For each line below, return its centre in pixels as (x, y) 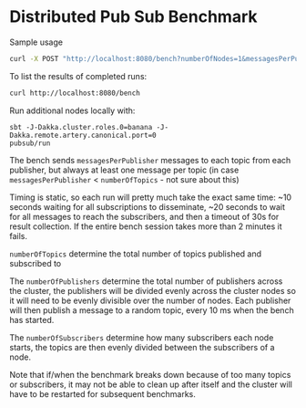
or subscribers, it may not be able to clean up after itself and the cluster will (151, 384)
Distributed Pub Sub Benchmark (133, 17)
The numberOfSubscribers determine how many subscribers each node (142, 337)
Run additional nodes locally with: (72, 110)
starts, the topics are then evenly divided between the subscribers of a (142, 347)
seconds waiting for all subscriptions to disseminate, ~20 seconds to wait (147, 206)
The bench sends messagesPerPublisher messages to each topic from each (150, 160)
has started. (32, 319)
